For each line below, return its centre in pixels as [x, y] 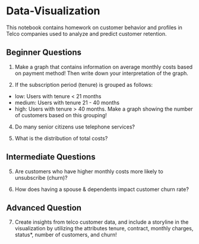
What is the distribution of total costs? [61, 138]
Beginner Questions [44, 53]
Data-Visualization [53, 11]
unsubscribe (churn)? [41, 177]
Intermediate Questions [51, 157]
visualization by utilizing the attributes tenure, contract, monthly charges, [104, 229]
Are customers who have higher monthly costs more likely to [89, 171]
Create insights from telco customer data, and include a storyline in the [102, 222]
